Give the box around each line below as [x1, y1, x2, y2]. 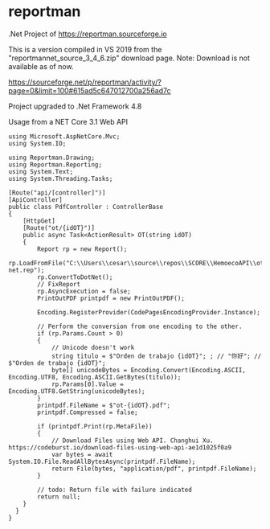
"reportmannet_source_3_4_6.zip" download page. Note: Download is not [8, 53, 251, 63]
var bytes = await [51, 450, 113, 458]
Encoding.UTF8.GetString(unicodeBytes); [8, 387, 146, 396]
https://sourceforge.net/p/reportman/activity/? [8, 77, 162, 87]
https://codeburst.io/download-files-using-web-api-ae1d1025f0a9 [8, 443, 231, 452]
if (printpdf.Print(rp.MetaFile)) [37, 422, 153, 430]
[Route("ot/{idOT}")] [22, 223, 95, 232]
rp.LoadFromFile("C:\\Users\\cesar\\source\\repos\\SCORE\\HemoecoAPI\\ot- [8, 259, 268, 267]
